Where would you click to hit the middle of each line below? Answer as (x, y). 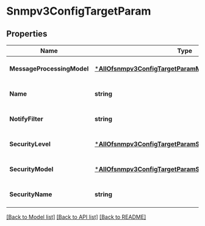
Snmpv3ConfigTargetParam (79, 11)
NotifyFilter (27, 119)
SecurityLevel (30, 144)
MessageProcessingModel (49, 69)
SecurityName (31, 194)
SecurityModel (31, 169)
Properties (27, 34)
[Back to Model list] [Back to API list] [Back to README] (76, 217)
